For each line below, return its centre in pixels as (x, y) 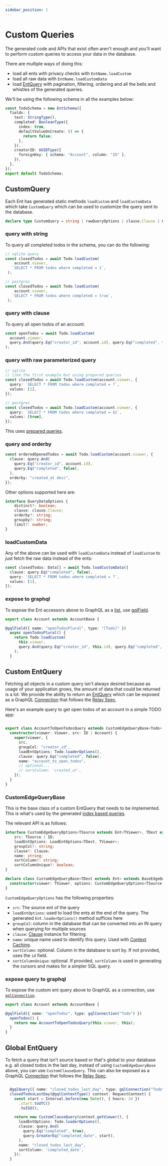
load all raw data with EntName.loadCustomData (60, 79)
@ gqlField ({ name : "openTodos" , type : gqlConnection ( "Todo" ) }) (73, 1014)
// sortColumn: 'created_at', (50, 770)
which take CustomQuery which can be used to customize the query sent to (81, 207)
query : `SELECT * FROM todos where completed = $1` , (66, 412)
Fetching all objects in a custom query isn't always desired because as (78, 684)
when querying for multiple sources (49, 929)
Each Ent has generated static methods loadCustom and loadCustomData (78, 201)
